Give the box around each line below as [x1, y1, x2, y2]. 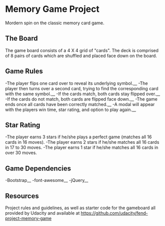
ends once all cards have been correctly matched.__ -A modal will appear [5, 101, 155, 107]
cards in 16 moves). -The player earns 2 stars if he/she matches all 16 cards [5, 139, 160, 145]
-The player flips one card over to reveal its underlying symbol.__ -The [5, 80, 148, 86]
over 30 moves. [5, 150, 37, 156]
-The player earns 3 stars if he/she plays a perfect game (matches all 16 [5, 134, 152, 140]
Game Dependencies [5, 164, 71, 172]
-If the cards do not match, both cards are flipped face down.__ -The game [5, 96, 158, 102]
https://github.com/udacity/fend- [81, 210, 148, 216]
